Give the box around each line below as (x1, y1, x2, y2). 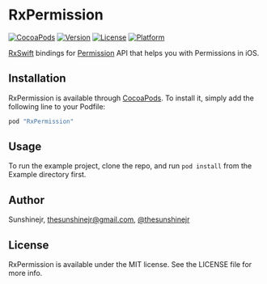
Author (8, 193, 44, 207)
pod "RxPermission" (8, 117, 74, 125)
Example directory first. (8, 170, 87, 180)
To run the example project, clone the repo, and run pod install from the (8, 161, 252, 171)
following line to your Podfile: (8, 101, 106, 111)
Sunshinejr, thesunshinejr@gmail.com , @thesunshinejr (8, 214, 190, 224)
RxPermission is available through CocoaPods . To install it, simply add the (8, 93, 255, 103)
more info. (8, 269, 43, 278)
